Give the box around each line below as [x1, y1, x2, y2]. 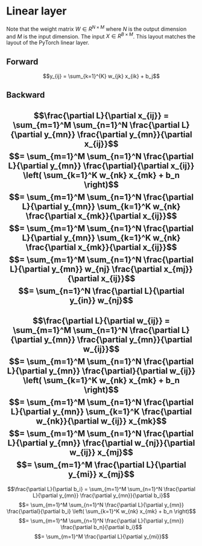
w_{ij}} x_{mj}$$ [69, 448, 134, 458]
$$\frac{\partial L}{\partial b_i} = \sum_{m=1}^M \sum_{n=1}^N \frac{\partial [7, 485, 196, 492]
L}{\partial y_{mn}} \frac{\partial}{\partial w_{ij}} [7, 366, 196, 376]
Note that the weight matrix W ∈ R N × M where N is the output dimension [6, 24, 187, 33]
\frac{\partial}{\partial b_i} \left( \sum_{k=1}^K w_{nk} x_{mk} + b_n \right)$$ [6, 507, 197, 515]
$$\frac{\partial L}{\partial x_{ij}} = [33, 110, 169, 121]
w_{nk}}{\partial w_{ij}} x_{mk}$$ [36, 416, 167, 427]
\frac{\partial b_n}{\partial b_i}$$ [60, 523, 143, 530]
